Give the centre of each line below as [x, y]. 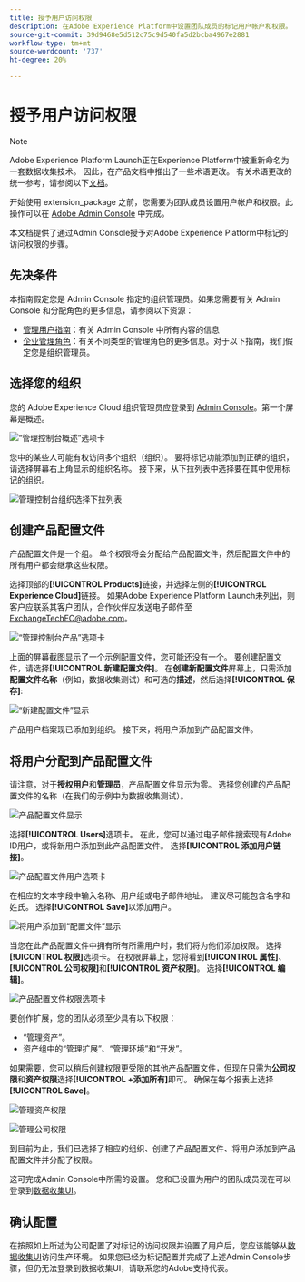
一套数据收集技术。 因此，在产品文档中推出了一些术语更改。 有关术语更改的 [151, 171]
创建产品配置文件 [57, 530]
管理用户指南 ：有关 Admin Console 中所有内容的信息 [121, 329]
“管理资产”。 [46, 1037]
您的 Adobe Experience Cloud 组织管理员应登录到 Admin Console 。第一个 [148, 407]
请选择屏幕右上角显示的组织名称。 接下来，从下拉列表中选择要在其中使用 [146, 468]
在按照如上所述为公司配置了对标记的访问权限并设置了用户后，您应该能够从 [148, 1245]
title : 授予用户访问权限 [51, 18]
